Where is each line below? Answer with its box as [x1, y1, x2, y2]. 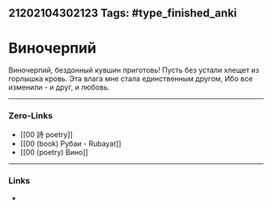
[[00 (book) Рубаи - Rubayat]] [19, 139, 121, 148]
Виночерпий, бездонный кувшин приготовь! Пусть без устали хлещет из [8, 65, 260, 75]
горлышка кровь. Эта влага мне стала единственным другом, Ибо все [8, 74, 253, 84]
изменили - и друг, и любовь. [8, 82, 111, 92]
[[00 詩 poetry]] [19, 129, 73, 139]
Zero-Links [8, 110, 53, 122]
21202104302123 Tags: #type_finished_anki [8, 6, 237, 20]
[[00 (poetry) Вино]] [19, 147, 89, 156]
